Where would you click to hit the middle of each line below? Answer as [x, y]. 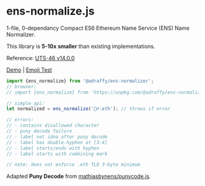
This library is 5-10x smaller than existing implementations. [81, 46]
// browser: [21, 86]
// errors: [20, 120]
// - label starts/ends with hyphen [53, 148]
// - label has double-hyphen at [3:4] [57, 142]
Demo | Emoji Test [29, 70]
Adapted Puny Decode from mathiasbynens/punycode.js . [79, 176]
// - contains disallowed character [53, 126]
